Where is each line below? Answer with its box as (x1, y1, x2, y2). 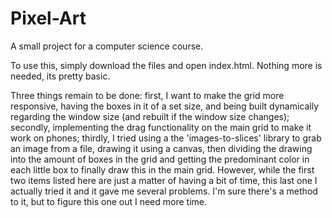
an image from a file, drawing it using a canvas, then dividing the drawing (10, 142, 313, 154)
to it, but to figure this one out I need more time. (10, 195, 207, 207)
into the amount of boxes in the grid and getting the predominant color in (10, 153, 310, 165)
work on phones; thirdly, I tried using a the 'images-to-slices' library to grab (10, 132, 322, 144)
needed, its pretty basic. (10, 70, 111, 82)
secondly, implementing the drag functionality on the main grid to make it (10, 121, 312, 133)
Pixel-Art (10, 7, 87, 30)
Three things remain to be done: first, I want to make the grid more (10, 89, 285, 101)
